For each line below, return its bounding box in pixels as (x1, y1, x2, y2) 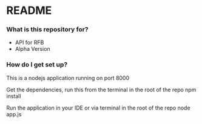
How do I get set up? (6, 60, 68, 69)
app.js (6, 110, 22, 118)
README (6, 4, 52, 18)
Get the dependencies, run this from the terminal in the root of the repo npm (6, 86, 197, 93)
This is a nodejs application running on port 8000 (6, 74, 130, 82)
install (6, 92, 21, 100)
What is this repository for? (6, 25, 89, 34)
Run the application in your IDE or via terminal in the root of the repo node (6, 104, 190, 111)
